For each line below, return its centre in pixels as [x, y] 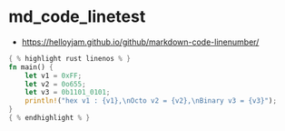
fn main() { [31, 67]
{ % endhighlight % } [49, 118]
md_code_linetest [77, 17]
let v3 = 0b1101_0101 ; [68, 93]
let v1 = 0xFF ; [54, 76]
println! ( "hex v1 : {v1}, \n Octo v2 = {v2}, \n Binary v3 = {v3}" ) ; [151, 101]
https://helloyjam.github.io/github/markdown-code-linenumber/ [140, 42]
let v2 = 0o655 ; [56, 84]
